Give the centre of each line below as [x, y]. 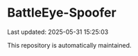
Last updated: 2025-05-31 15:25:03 [58, 32]
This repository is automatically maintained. [69, 45]
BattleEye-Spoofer [62, 13]
